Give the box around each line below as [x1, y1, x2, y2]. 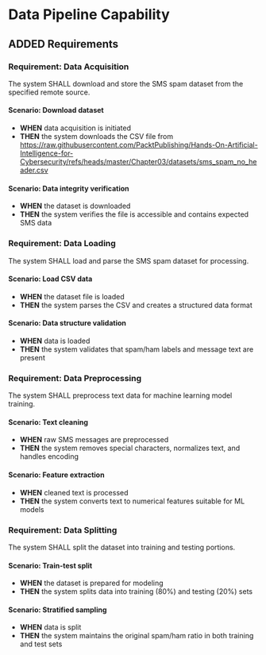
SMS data [19, 218, 52, 228]
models [19, 504, 44, 514]
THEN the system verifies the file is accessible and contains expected [19, 210, 249, 219]
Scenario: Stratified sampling [8, 605, 107, 615]
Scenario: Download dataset [8, 106, 105, 115]
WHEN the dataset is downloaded [19, 201, 131, 211]
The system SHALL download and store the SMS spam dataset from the [8, 79, 244, 88]
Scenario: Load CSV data [8, 274, 93, 283]
